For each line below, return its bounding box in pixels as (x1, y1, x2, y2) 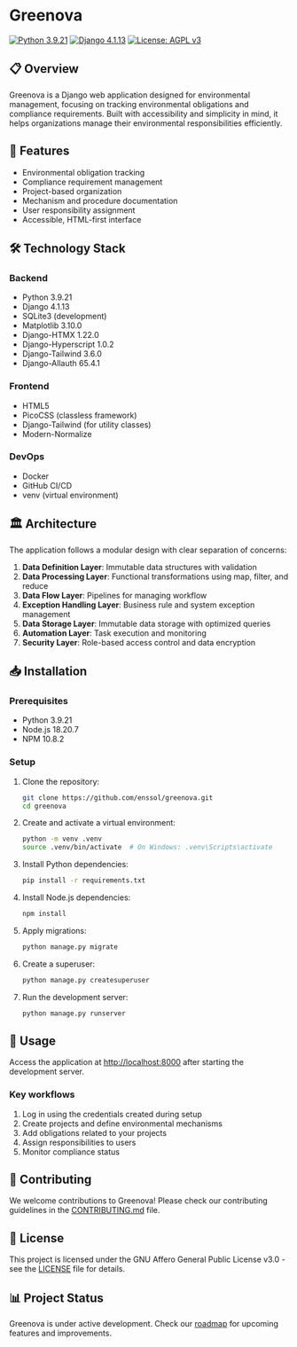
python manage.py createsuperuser (21, 975, 150, 984)
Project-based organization (21, 185, 122, 196)
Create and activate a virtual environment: (21, 818, 176, 828)
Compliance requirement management (21, 176, 163, 187)
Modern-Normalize (21, 428, 92, 439)
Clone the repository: (21, 776, 100, 787)
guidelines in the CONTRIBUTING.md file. (9, 1205, 160, 1216)
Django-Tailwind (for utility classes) (21, 419, 152, 430)
